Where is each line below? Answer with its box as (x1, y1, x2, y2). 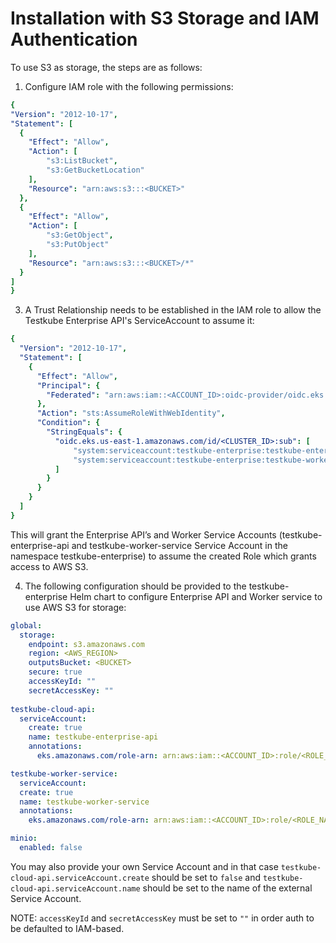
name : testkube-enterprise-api (28, 732, 159, 742)
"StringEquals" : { (46, 427, 123, 437)
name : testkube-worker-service (19, 797, 150, 807)
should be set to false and (151, 871, 262, 883)
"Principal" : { (36, 380, 101, 391)
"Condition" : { (36, 418, 101, 428)
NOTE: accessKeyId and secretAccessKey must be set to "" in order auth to (10, 912, 315, 924)
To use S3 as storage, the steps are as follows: (10, 61, 203, 73)
